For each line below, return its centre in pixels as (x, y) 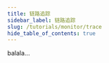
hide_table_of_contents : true (52, 33)
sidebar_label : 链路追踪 (41, 20)
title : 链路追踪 (29, 14)
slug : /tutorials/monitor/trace (54, 27)
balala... (19, 53)
